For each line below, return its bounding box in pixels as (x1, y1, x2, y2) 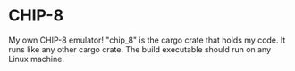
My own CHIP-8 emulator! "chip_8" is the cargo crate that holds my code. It (8, 35, 286, 45)
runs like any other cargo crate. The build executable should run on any (8, 43, 272, 54)
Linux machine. (8, 53, 64, 64)
